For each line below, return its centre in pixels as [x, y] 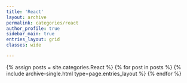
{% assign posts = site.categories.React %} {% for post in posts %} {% [94, 67]
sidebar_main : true [30, 34]
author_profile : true [33, 28]
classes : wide [24, 45]
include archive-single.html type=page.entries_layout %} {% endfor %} [94, 73]
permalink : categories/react [42, 23]
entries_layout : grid [33, 39]
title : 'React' [25, 12]
